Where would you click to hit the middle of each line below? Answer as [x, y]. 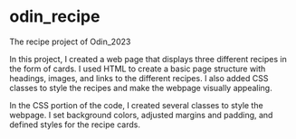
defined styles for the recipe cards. [75, 125]
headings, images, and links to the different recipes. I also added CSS [139, 78]
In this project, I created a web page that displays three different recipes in [148, 59]
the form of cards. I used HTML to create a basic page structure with [138, 69]
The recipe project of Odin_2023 [70, 42]
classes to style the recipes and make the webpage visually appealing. [141, 88]
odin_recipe [55, 17]
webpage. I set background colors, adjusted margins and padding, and [141, 115]
